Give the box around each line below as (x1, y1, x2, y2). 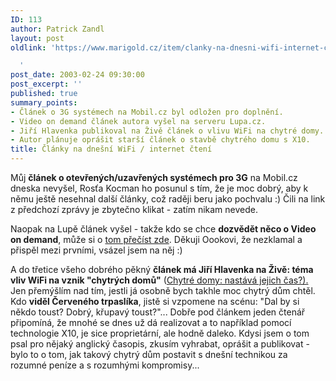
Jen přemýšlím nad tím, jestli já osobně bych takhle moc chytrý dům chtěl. (10, 285, 316, 296)
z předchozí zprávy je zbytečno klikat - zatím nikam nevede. (10, 204, 259, 215)
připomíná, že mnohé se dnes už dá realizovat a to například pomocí (10, 317, 292, 328)
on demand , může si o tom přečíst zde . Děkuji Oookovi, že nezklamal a (10, 234, 303, 245)
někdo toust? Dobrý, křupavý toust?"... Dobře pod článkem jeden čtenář (10, 306, 306, 318)
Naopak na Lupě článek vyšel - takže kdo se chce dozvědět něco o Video (10, 223, 317, 235)
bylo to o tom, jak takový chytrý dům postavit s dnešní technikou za (10, 349, 288, 360)
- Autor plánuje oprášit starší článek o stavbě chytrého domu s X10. (10, 135, 311, 145)
